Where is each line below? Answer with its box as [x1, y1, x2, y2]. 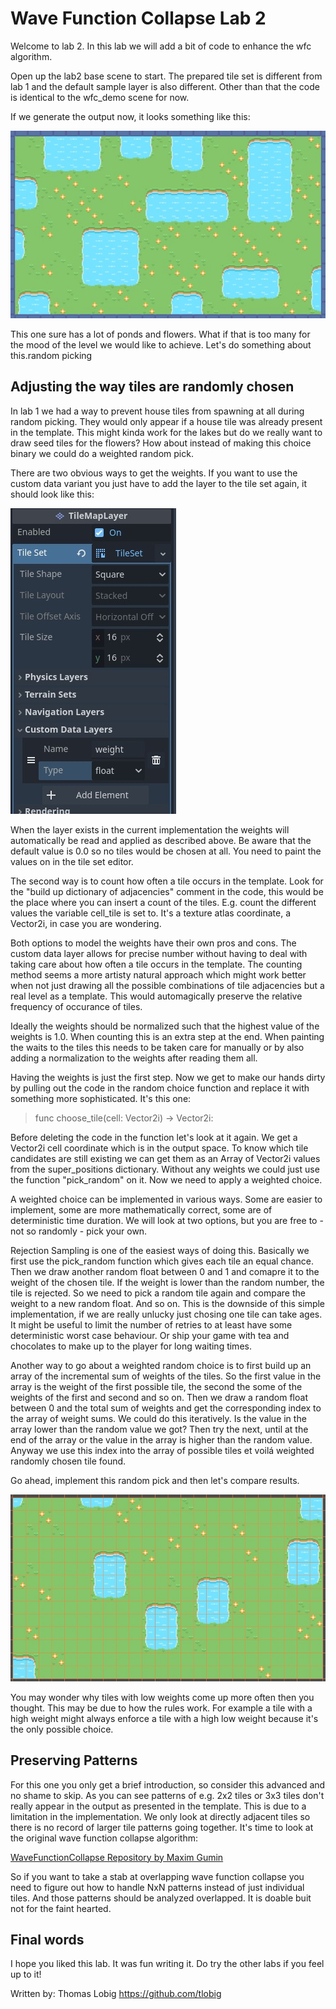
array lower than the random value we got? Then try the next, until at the [10, 1423, 309, 1435]
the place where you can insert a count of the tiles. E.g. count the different [10, 896, 317, 908]
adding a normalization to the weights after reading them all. [10, 1052, 258, 1064]
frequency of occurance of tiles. [10, 1000, 143, 1012]
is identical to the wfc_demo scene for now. [10, 91, 190, 103]
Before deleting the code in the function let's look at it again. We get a [10, 1131, 298, 1143]
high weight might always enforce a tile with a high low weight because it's [10, 1712, 319, 1724]
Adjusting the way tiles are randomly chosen [10, 378, 295, 396]
